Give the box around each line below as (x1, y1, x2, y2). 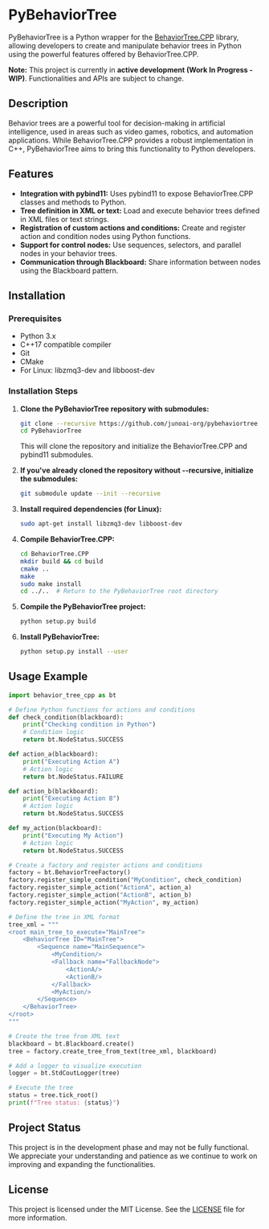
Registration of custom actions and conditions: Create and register (19, 223, 247, 233)
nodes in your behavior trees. (19, 248, 118, 258)
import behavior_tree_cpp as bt (8, 691, 116, 699)
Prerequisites (8, 312, 62, 324)
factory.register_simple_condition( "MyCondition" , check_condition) (8, 876, 243, 885)
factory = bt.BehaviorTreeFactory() (8, 868, 131, 876)
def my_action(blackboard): (8, 824, 103, 832)
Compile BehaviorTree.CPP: (19, 534, 115, 544)
